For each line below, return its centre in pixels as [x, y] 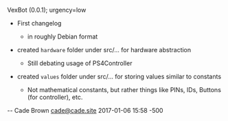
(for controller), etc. [55, 97]
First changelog [39, 23]
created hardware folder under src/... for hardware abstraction [104, 50]
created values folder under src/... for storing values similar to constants [119, 76]
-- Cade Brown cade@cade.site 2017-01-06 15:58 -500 [85, 110]
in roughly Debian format [62, 36]
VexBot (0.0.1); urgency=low [47, 10]
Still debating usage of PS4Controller [80, 63]
